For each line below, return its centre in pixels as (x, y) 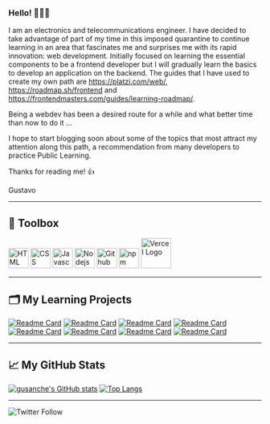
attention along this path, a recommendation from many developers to (124, 147)
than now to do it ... (40, 123)
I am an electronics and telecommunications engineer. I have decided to (127, 31)
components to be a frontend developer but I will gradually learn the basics (133, 64)
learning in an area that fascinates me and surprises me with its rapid (123, 47)
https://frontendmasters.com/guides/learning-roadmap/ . (102, 99)
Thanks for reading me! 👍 (51, 171)
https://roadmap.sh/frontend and (63, 90)
